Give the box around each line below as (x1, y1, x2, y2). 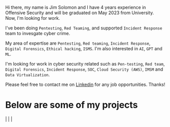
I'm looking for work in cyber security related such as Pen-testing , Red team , (5, 61, 165, 67)
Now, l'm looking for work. (5, 15, 60, 21)
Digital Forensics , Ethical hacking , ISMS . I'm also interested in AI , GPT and (5, 46, 162, 51)
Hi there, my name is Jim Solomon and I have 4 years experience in (5, 5, 146, 10)
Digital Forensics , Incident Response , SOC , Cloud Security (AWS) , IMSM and (5, 66, 163, 72)
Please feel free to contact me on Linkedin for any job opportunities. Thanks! (5, 81, 165, 87)
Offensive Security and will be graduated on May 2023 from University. (5, 10, 154, 16)
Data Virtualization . (5, 72, 50, 78)
